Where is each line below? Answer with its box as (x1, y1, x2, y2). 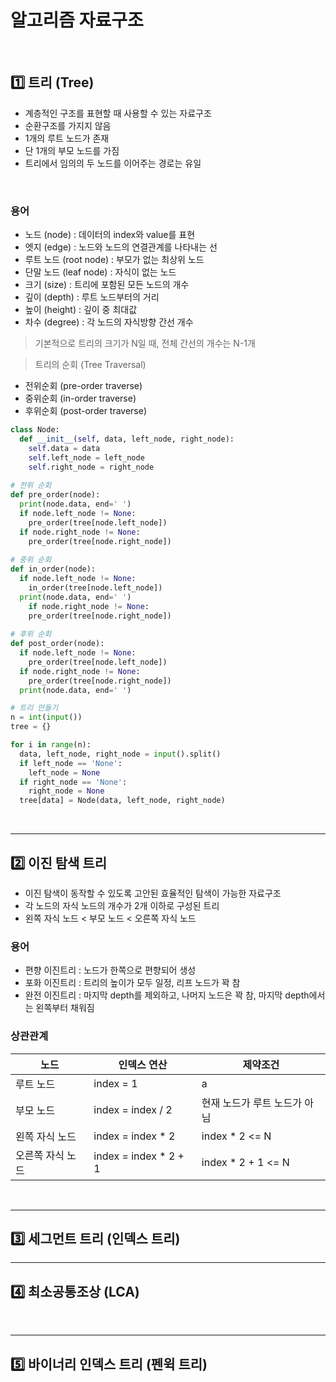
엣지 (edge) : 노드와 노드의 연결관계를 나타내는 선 (24, 241, 218, 253)
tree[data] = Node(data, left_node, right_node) (19, 796, 226, 806)
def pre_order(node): (10, 490, 101, 500)
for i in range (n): (10, 740, 92, 750)
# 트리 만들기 (10, 703, 59, 713)
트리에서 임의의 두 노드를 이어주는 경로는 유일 (24, 157, 202, 169)
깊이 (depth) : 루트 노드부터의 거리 (24, 291, 160, 303)
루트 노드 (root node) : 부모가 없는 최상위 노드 (24, 254, 205, 266)
